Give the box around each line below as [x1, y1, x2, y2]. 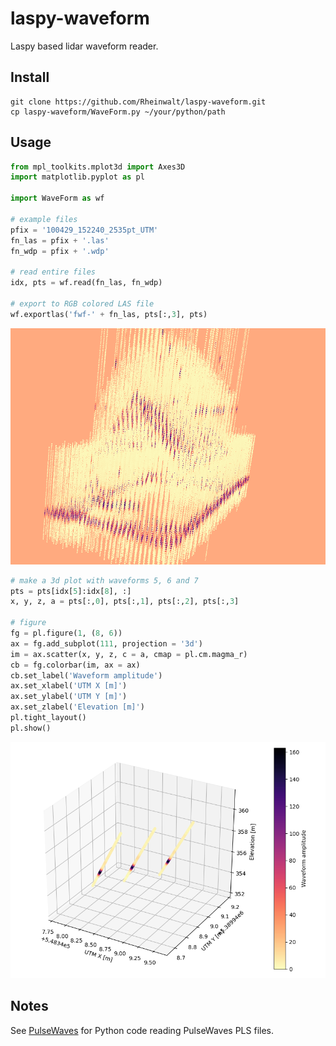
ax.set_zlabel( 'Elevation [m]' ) [10, 702, 145, 712]
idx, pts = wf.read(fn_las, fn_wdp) [10, 278, 163, 288]
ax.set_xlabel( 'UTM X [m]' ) [10, 681, 128, 691]
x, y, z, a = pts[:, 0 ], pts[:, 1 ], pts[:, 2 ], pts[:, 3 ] [10, 597, 240, 607]
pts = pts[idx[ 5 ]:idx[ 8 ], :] [10, 586, 132, 596]
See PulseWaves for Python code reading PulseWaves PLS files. [10, 1024, 275, 1036]
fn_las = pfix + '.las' [10, 235, 110, 246]
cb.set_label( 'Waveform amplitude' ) [10, 670, 163, 681]
